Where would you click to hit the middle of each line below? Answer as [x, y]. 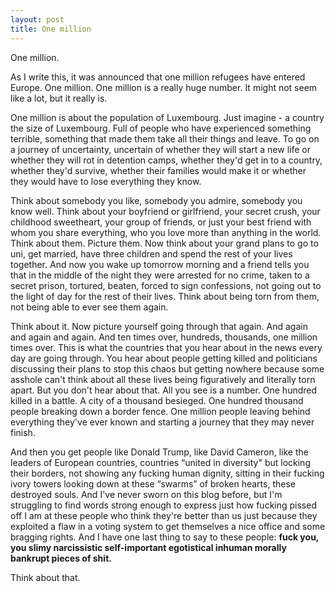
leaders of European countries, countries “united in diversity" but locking [160, 462]
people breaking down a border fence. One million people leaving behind [160, 411]
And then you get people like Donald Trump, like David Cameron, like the [159, 452]
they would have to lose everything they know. [106, 181]
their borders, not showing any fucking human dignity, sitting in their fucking [167, 473]
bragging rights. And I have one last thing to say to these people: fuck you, [165, 537]
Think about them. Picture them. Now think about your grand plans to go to [164, 243]
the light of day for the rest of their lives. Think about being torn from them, [165, 296]
